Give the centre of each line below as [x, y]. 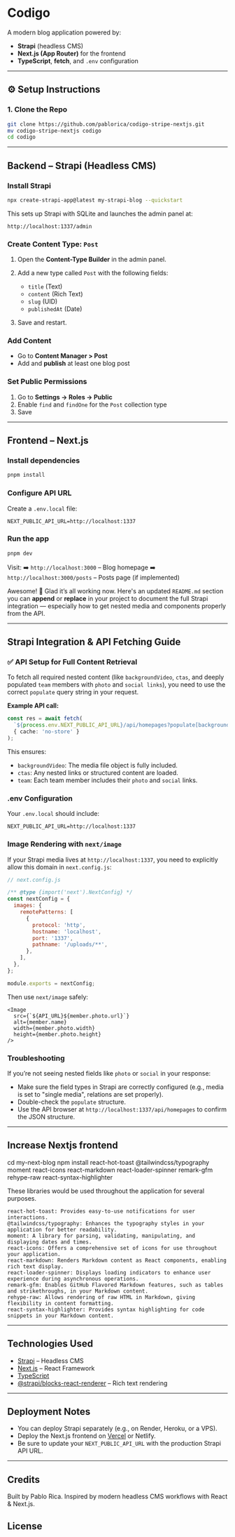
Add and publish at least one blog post [74, 364]
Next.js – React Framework [56, 1368]
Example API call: [33, 706]
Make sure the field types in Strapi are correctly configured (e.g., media [120, 1087]
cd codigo [22, 137]
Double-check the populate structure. [71, 1102]
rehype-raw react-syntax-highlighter [60, 1177]
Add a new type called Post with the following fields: [93, 273]
